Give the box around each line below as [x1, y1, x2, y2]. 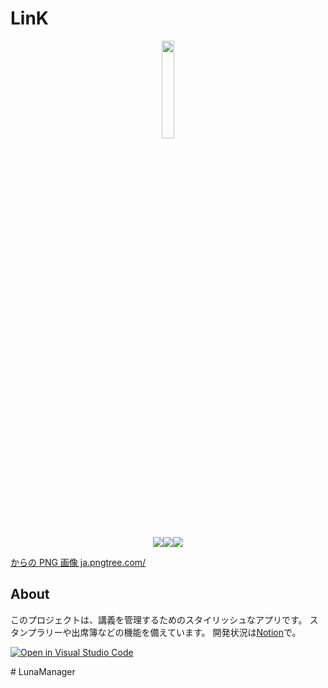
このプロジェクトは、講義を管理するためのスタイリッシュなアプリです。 [10, 613, 308, 626]
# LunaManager [10, 665, 76, 677]
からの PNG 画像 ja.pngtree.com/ [10, 556, 147, 568]
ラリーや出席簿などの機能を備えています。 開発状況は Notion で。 [36, 626, 302, 638]
